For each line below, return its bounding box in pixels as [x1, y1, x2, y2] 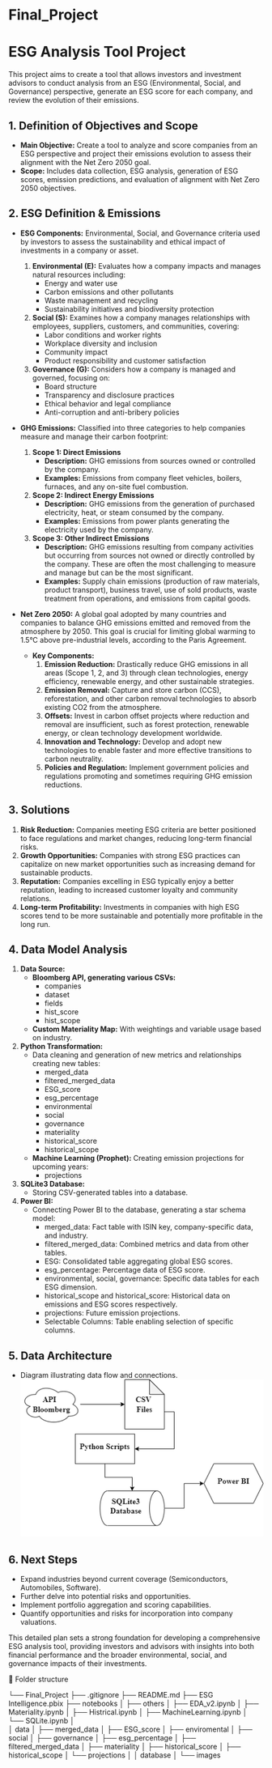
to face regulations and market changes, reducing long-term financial [19, 833, 253, 843]
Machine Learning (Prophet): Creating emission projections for [32, 1154, 244, 1163]
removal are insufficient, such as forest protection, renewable [44, 719, 249, 729]
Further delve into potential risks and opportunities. [19, 1592, 192, 1600]
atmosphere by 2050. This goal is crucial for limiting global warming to [19, 626, 256, 636]
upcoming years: [32, 1162, 89, 1171]
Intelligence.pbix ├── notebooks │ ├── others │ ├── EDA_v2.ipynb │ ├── [8, 1698, 259, 1708]
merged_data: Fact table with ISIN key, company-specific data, [44, 1222, 253, 1232]
